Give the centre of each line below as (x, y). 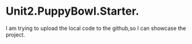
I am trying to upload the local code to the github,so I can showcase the (96, 28)
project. (16, 34)
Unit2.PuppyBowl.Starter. (72, 11)
